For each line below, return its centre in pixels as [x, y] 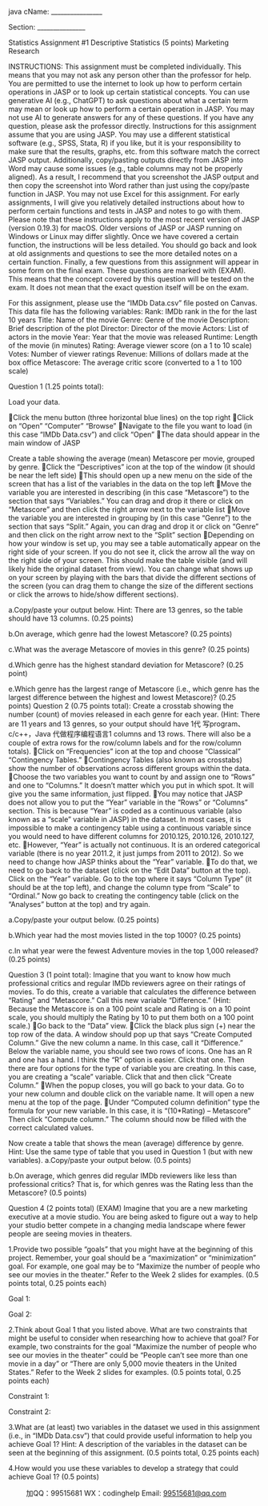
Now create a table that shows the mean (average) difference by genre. [126, 1143]
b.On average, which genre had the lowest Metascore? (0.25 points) [120, 634]
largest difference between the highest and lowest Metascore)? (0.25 [122, 697]
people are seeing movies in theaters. [70, 1234]
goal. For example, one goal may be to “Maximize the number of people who [134, 1266]
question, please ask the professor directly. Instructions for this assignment [132, 126]
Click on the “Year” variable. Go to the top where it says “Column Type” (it [130, 879]
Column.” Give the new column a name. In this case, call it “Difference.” [126, 1043]
